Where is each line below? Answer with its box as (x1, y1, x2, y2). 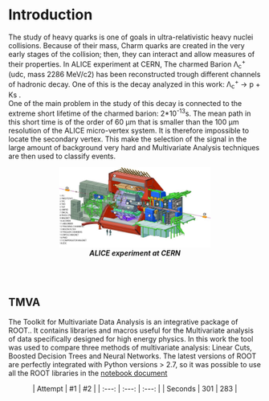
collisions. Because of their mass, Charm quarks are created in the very (8, 40, 245, 50)
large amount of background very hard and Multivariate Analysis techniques (8, 142, 260, 152)
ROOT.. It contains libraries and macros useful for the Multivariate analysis (8, 325, 255, 335)
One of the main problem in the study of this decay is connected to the (8, 98, 243, 108)
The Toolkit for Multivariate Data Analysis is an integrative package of (8, 317, 238, 326)
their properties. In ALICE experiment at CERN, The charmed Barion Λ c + (8, 58, 247, 71)
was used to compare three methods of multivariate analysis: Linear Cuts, (8, 342, 253, 352)
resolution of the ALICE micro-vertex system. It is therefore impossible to (8, 125, 250, 135)
